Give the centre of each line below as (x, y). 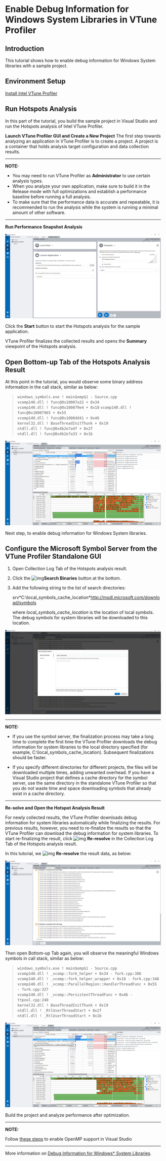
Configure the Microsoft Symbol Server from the (81, 549)
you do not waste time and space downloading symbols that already (82, 789)
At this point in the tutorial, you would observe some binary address (74, 382)
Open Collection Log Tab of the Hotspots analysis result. (70, 568)
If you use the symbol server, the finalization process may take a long (83, 736)
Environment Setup (35, 81)
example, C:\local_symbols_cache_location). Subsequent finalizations (83, 752)
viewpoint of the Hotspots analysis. (41, 347)
